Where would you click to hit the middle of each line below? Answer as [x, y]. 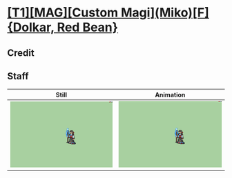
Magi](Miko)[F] [165, 13]
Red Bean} [88, 27]
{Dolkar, [31, 27]
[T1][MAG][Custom [63, 13]
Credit [21, 53]
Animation [170, 95]
